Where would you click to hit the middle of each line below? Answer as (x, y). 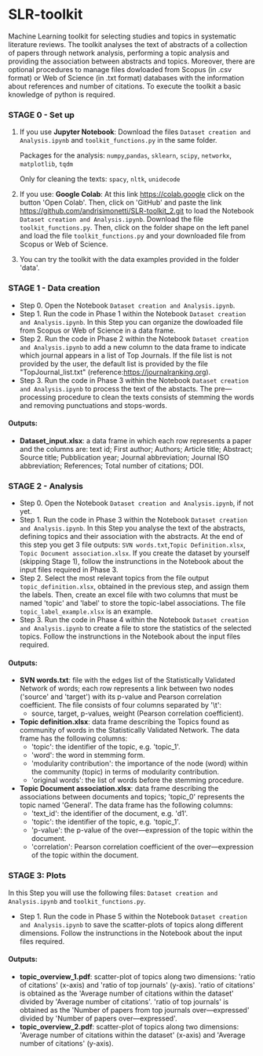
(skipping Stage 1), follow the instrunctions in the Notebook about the (131, 562)
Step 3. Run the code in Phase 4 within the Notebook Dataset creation (134, 620)
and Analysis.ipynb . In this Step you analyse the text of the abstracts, (132, 528)
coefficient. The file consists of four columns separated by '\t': (121, 705)
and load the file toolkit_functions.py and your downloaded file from (132, 236)
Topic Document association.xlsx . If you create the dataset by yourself (135, 553)
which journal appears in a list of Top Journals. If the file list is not (126, 355)
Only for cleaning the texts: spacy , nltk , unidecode (100, 179)
